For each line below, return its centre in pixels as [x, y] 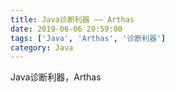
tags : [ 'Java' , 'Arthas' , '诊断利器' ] [88, 38]
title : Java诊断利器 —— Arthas [72, 19]
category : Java [42, 47]
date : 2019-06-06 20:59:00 [66, 29]
